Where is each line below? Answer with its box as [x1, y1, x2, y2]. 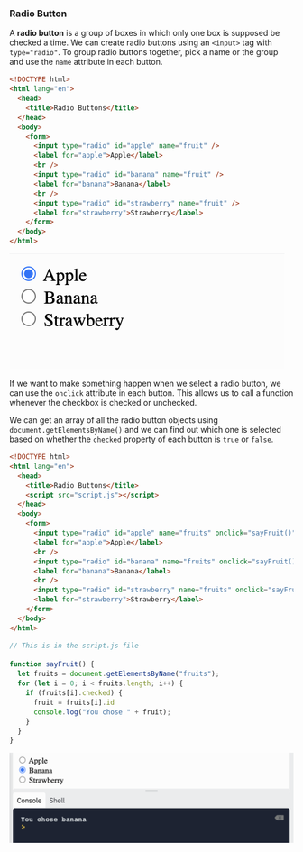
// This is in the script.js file [9, 641, 140, 650]
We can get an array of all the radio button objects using [9, 415, 218, 426]
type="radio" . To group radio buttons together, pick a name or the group [9, 47, 279, 58]
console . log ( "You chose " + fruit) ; [32, 707, 171, 717]
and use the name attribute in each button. [9, 57, 163, 68]
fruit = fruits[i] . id [32, 698, 115, 707]
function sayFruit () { [9, 660, 95, 669]
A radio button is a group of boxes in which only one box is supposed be [9, 28, 280, 39]
